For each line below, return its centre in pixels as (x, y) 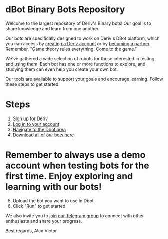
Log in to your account (36, 124)
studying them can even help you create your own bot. (62, 69)
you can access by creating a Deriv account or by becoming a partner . (78, 43)
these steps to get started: (33, 84)
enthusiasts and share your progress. (44, 221)
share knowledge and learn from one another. (52, 28)
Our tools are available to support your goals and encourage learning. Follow (84, 79)
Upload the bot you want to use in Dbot (53, 201)
